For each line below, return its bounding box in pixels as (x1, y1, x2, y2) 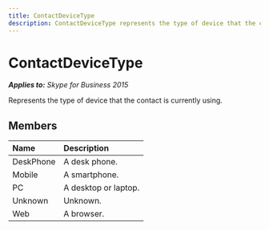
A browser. (63, 208, 105, 220)
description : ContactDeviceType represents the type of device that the (8, 19, 256, 27)
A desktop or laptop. (63, 182, 140, 193)
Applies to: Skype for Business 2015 (8, 80, 129, 90)
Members (8, 119, 58, 132)
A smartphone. (63, 169, 119, 180)
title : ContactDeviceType (8, 11, 94, 20)
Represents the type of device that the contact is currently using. (8, 95, 223, 105)
